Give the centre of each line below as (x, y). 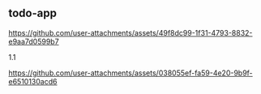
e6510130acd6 (33, 81)
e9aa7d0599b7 (34, 41)
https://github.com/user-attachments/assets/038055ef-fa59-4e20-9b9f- (130, 73)
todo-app (32, 13)
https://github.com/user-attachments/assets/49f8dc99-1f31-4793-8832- (130, 32)
